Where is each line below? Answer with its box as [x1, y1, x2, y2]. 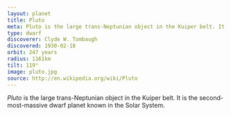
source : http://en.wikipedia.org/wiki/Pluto [7, 74, 138, 82]
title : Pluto [7, 17, 45, 24]
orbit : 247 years [7, 49, 58, 56]
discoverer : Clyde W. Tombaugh [7, 36, 98, 43]
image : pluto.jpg [7, 68, 58, 75]
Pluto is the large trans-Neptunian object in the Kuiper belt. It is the [7, 94, 198, 102]
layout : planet [7, 10, 51, 17]
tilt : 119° [7, 62, 39, 69]
